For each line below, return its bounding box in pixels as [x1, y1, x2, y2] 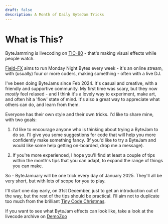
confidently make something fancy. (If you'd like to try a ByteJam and [12, 137, 156, 143]
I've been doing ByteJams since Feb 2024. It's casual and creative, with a [5, 80, 157, 86]
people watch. [5, 56, 35, 62]
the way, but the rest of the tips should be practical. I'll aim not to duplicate [5, 193, 159, 199]
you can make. [12, 163, 43, 169]
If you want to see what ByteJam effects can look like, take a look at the [5, 208, 154, 214]
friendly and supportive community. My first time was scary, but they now [5, 86, 158, 92]
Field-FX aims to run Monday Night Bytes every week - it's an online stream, [5, 65, 163, 71]
